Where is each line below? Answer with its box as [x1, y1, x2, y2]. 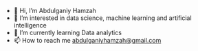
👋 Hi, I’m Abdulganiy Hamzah [13, 7, 96, 14]
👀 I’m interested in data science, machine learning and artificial [13, 14, 192, 22]
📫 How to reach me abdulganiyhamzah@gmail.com [13, 37, 162, 44]
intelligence [13, 21, 47, 29]
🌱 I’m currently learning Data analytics [13, 28, 122, 37]
